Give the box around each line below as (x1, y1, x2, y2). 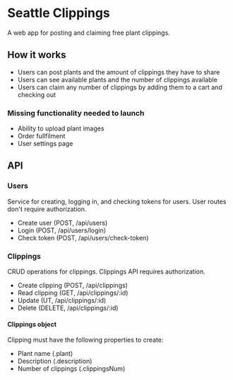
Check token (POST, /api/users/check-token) (17, 233, 149, 242)
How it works (7, 49, 66, 61)
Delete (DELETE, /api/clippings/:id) (17, 303, 119, 313)
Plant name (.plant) (17, 350, 73, 358)
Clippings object (7, 320, 57, 328)
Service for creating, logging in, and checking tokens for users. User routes (7, 197, 227, 206)
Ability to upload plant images (17, 124, 104, 133)
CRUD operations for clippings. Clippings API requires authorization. (7, 267, 206, 276)
